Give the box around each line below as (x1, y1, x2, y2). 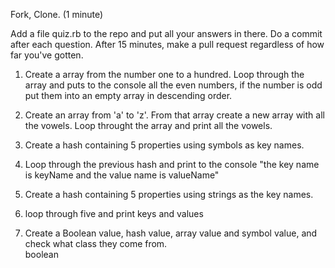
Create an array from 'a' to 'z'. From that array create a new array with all (24, 109, 325, 121)
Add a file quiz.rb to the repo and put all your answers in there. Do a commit (10, 28, 323, 39)
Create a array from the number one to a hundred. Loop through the (24, 69, 305, 80)
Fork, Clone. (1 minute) (10, 9, 104, 20)
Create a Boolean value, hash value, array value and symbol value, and (24, 227, 318, 239)
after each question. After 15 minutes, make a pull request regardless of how (10, 39, 325, 50)
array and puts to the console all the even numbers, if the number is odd (24, 79, 323, 91)
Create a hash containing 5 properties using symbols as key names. (24, 139, 305, 151)
